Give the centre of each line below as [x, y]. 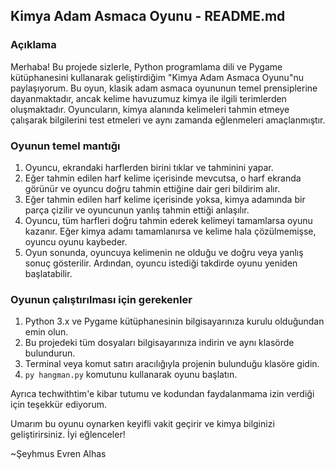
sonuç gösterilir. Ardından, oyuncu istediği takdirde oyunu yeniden [161, 263]
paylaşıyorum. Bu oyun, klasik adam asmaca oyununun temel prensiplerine [164, 88]
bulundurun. [50, 353]
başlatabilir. [48, 273]
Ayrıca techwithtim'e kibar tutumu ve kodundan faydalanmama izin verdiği [162, 394]
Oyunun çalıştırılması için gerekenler [101, 299]
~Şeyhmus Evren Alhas [58, 454]
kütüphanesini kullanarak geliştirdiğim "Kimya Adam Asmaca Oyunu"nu [157, 77]
